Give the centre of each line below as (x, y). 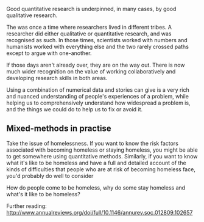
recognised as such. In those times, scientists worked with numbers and (97, 40)
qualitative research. (32, 15)
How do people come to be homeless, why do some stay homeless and (96, 187)
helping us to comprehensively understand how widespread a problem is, (98, 103)
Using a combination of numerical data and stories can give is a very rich (98, 90)
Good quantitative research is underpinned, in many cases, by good (91, 9)
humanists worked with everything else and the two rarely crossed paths (97, 46)
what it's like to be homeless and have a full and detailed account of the (97, 163)
